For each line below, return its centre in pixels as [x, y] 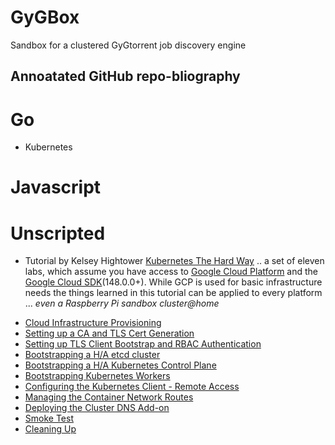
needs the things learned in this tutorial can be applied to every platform [173, 293]
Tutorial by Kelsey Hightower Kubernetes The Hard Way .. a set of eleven [174, 261]
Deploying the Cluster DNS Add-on [97, 408]
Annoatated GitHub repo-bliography [125, 76]
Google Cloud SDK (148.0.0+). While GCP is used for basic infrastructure [173, 282]
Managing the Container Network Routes [109, 397]
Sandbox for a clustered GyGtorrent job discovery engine [128, 45]
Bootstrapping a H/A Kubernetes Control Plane [120, 365]
